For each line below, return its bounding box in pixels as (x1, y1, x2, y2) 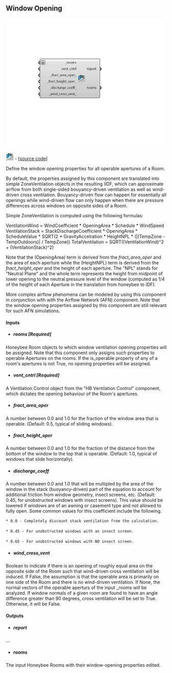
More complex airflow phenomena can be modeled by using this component (6, 292, 166, 297)
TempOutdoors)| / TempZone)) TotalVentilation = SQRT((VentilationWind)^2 (6, 239, 164, 245)
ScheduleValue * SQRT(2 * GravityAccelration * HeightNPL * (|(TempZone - (6, 233, 165, 239)
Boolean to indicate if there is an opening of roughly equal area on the (6, 563, 153, 569)
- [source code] (14, 156, 48, 161)
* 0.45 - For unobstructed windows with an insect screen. (6, 529, 134, 534)
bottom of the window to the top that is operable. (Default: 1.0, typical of (6, 451, 157, 457)
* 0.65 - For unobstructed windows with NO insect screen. (6, 539, 134, 544)
